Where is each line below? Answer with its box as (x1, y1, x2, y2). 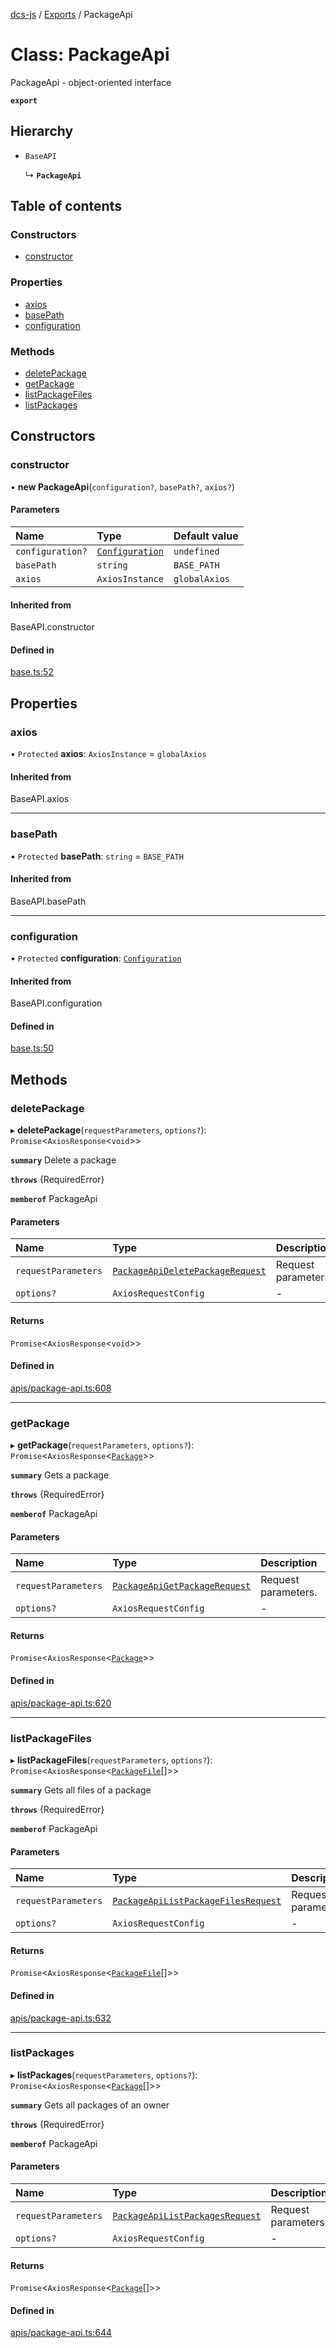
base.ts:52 (10, 666, 54, 678)
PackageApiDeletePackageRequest (112, 1265, 267, 1277)
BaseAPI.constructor (10, 621, 95, 633)
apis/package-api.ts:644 (10, 2327, 113, 2339)
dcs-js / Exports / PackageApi (10, 9, 133, 20)
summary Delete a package (10, 1154, 117, 1166)
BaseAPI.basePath (10, 895, 87, 907)
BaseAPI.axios (10, 793, 70, 805)
